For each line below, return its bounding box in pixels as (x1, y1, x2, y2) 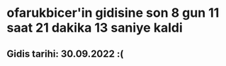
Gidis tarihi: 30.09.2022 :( (6, 48, 124, 60)
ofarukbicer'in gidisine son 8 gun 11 (6, 5, 220, 21)
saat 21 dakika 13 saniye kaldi (6, 20, 183, 36)
